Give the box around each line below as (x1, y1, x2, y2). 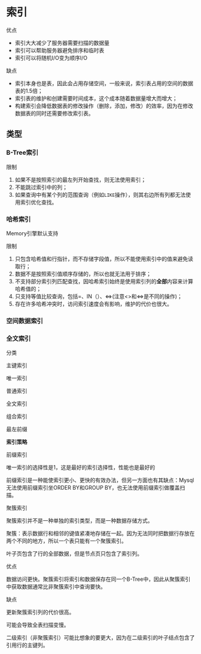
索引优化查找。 (20, 199, 57, 206)
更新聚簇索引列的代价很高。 (6, 608, 75, 616)
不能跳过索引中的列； (14, 184, 68, 191)
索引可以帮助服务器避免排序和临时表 (14, 46, 105, 54)
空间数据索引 (6, 316, 44, 325)
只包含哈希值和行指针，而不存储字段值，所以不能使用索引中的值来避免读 (14, 255, 193, 262)
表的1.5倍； (14, 87, 43, 94)
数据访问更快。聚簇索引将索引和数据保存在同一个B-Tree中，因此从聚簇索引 (6, 575, 191, 583)
